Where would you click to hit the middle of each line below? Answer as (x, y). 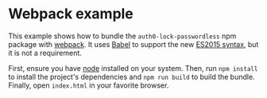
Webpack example (71, 14)
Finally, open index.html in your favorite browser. (89, 85)
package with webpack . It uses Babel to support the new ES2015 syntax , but (133, 44)
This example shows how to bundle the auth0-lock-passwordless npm (122, 36)
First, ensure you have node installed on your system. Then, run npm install (133, 68)
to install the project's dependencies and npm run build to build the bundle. (132, 76)
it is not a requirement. (45, 53)
